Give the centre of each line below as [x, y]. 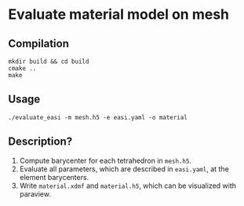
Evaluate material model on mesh [119, 15]
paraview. [35, 193]
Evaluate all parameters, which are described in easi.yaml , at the [124, 169]
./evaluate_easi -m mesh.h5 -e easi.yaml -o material [98, 117]
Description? [40, 142]
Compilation [38, 44]
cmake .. [22, 68]
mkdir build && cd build [49, 61]
